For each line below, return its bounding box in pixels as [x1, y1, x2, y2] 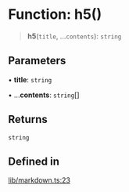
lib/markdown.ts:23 [8, 176, 70, 185]
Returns [8, 113, 48, 126]
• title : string [8, 74, 52, 84]
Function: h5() [8, 5, 102, 24]
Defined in [8, 154, 60, 168]
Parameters [8, 54, 66, 67]
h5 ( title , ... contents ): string [27, 31, 122, 41]
